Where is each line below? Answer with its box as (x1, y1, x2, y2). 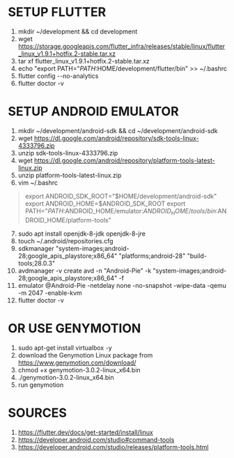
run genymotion (17, 381, 64, 389)
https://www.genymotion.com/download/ (17, 358, 136, 367)
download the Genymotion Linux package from (17, 351, 153, 359)
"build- (187, 252, 208, 260)
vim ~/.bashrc (17, 178, 58, 187)
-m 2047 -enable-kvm (17, 289, 82, 297)
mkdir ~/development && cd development (17, 27, 138, 36)
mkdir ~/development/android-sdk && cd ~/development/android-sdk (17, 126, 218, 135)
